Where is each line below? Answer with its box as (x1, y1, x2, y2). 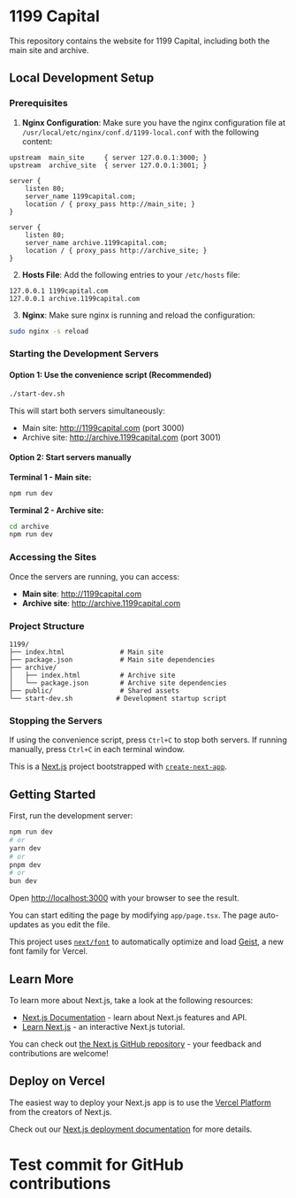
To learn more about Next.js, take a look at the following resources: (9, 994, 254, 1005)
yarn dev (9, 843, 42, 853)
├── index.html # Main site (9, 648, 164, 657)
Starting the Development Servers (9, 348, 159, 360)
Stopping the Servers (9, 714, 103, 726)
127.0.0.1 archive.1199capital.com (9, 294, 140, 303)
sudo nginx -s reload (9, 326, 89, 335)
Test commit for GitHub (9, 1155, 184, 1174)
